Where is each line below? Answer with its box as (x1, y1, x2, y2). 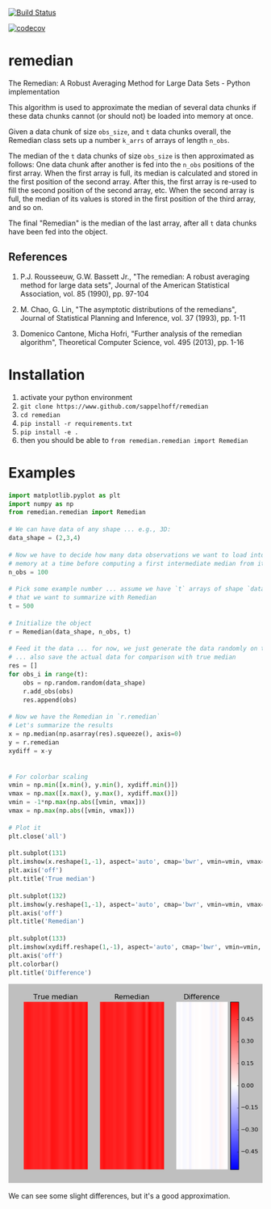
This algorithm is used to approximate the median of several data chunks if (8, 102, 256, 112)
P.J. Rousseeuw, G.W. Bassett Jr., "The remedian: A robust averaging (19, 272, 250, 281)
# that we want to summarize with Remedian (8, 594, 157, 602)
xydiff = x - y (8, 747, 52, 755)
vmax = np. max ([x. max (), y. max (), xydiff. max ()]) (8, 790, 179, 798)
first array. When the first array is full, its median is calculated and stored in (8, 168, 258, 178)
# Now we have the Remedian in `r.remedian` (8, 713, 161, 721)
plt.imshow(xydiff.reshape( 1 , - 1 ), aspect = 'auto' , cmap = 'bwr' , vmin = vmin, (8, 943, 262, 951)
